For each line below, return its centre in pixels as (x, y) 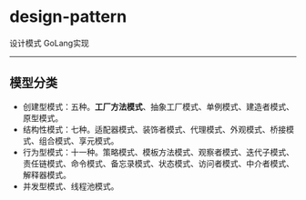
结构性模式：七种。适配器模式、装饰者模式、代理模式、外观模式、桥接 (154, 129)
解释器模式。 (46, 175)
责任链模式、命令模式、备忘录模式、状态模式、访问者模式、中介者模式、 (158, 163)
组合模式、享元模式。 (79, 140)
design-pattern (68, 17)
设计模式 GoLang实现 (49, 43)
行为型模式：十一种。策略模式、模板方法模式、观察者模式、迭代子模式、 (158, 152)
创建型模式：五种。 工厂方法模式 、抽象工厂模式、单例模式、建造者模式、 (158, 106)
